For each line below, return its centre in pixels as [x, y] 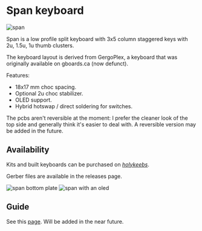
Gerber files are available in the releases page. [64, 176]
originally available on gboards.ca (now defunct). [67, 63]
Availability [28, 150]
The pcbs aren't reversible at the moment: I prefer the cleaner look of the [97, 118]
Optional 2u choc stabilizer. [49, 93]
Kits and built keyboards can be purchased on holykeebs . [78, 164]
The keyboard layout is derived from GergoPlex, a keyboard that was [92, 57]
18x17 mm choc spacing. [46, 87]
